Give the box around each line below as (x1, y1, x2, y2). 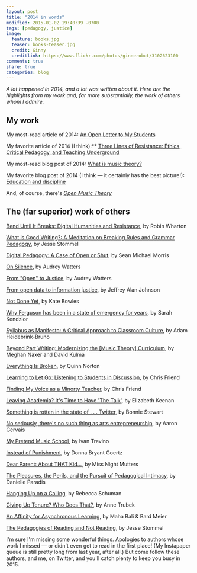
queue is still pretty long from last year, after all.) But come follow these (6, 548, 180, 555)
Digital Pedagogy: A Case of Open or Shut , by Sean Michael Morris (6, 251, 170, 258)
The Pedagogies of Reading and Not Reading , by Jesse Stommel (6, 524, 164, 531)
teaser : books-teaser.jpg (11, 42, 76, 48)
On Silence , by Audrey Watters (6, 263, 81, 270)
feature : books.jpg (11, 36, 60, 42)
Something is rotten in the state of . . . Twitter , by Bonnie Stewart (6, 408, 163, 415)
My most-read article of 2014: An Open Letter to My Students (6, 131, 156, 138)
